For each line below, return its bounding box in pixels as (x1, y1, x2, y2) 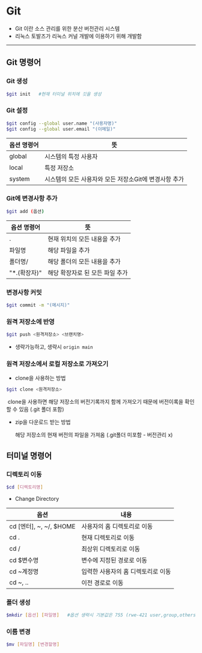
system (9, 175, 30, 183)
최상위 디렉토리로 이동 (81, 545, 140, 553)
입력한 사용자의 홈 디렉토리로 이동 (81, 567, 171, 575)
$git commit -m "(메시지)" (6, 302, 70, 308)
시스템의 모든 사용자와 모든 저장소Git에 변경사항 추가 (44, 175, 185, 183)
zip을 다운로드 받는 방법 (14, 418, 71, 426)
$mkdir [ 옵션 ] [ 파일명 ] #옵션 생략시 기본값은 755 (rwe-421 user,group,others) (6, 612, 199, 618)
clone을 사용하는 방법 (14, 374, 66, 382)
